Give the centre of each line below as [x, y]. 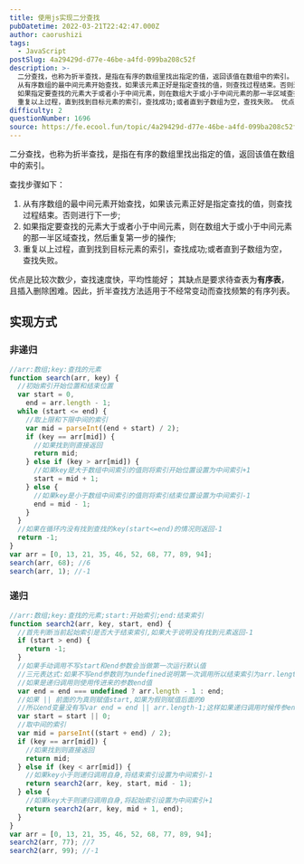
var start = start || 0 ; [64, 717]
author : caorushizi [46, 34]
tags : [19, 43]
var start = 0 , [46, 394]
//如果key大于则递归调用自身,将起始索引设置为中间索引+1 [119, 801]
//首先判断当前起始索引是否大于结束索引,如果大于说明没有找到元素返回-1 [135, 632]
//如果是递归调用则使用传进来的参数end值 [85, 683]
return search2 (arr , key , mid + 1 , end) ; [104, 809]
